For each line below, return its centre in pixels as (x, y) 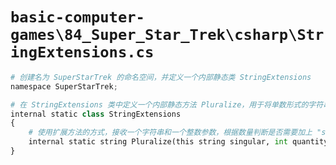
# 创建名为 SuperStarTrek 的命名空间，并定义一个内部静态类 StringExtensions (161, 77)
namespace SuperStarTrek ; (64, 86)
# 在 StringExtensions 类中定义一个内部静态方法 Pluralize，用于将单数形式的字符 (167, 104)
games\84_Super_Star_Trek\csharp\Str (167, 35)
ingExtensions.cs (82, 52)
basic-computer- (77, 17)
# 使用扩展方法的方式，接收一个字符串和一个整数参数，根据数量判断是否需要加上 (170, 133)
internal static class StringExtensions (96, 114)
